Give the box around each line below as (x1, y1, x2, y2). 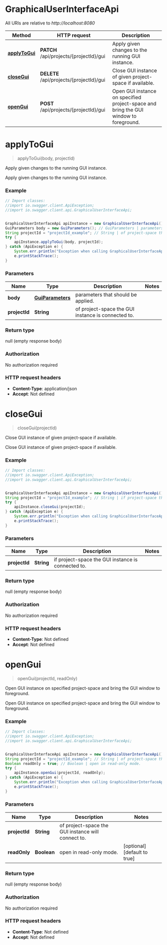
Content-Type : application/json (12, 385, 77, 391)
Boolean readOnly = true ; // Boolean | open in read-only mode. (5, 761, 141, 766)
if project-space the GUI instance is (54, 556, 138, 563)
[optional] (123, 842, 147, 849)
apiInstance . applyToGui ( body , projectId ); (14, 239, 103, 245)
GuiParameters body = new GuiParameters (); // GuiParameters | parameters (5, 225, 164, 230)
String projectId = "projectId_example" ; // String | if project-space (5, 495, 157, 500)
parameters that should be (75, 291, 137, 298)
